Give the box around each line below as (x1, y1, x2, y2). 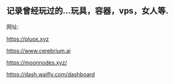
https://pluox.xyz (6, 35, 49, 43)
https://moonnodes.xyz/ (6, 58, 67, 66)
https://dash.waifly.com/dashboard (6, 71, 95, 78)
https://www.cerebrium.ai (6, 47, 71, 54)
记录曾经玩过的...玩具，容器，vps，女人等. (6, 5, 168, 16)
